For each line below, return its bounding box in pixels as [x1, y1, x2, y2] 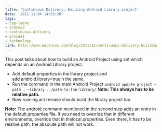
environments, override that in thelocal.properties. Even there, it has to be [5, 116, 151, 122]
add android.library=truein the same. [12, 76, 85, 82]
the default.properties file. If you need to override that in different [5, 111, 135, 117]
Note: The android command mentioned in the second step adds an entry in [5, 106, 156, 112]
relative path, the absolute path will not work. [5, 121, 94, 127]
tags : [5, 16, 16, 21]
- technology [5, 39, 31, 44]
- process [5, 34, 25, 39]
